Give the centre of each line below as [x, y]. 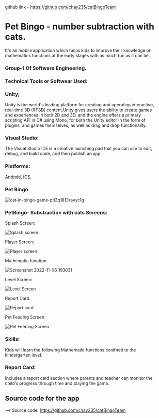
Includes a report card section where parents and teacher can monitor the [79, 378]
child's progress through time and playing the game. [57, 383]
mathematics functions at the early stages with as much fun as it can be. [78, 55]
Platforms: [18, 166]
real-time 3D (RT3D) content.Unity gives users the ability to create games [79, 110]
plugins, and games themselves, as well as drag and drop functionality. [76, 125]
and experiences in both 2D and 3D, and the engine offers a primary [73, 115]
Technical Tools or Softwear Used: [47, 81]
